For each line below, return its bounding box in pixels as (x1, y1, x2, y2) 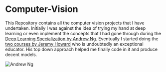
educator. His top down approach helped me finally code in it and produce (5, 46, 158, 52)
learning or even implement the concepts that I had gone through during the (5, 30, 161, 36)
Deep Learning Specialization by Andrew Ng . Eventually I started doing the (5, 36, 159, 42)
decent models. (5, 51, 37, 58)
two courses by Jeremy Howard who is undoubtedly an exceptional (5, 41, 144, 47)
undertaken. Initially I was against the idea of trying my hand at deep (5, 25, 146, 31)
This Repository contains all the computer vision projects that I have (5, 20, 145, 26)
